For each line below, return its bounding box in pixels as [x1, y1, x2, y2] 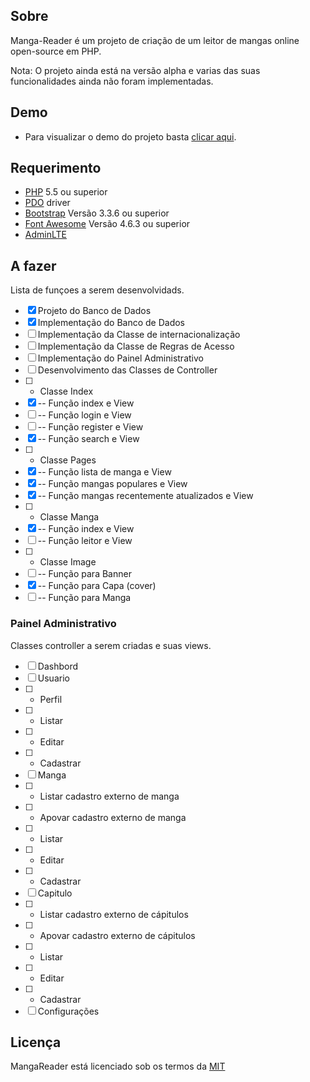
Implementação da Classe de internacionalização [37, 329, 241, 341]
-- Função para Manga [37, 592, 132, 604]
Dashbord [37, 660, 79, 672]
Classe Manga [39, 511, 100, 523]
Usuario [37, 672, 70, 684]
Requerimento [10, 160, 102, 177]
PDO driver [24, 197, 71, 209]
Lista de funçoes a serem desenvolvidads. [10, 284, 185, 296]
